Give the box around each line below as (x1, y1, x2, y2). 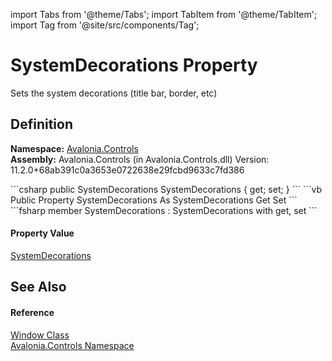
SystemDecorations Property (10, 54, 258, 77)
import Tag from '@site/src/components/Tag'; (10, 19, 200, 31)
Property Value (10, 227, 75, 239)
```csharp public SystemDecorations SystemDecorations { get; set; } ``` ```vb (10, 183, 323, 195)
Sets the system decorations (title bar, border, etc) (10, 87, 218, 99)
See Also (10, 279, 67, 296)
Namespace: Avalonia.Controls (10, 142, 139, 154)
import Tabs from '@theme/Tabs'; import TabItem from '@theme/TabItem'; (10, 9, 318, 20)
